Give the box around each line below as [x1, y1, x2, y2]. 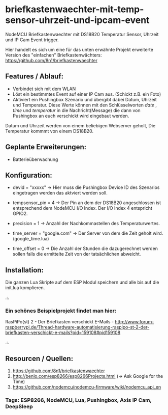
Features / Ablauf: [5, 72, 64, 81]
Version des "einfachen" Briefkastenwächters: [5, 52, 102, 58]
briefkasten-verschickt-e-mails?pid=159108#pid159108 [5, 329, 121, 336]
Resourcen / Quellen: [5, 354, 74, 363]
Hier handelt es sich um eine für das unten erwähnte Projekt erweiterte [5, 46, 154, 52]
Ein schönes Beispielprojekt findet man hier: [5, 307, 117, 314]
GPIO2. [12, 210, 28, 217]
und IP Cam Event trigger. [5, 37, 59, 43]
